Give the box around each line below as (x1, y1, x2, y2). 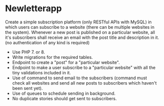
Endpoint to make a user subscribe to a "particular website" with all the (12, 64, 156, 71)
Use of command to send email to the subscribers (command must (12, 75, 147, 81)
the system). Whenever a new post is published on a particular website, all (5, 29, 155, 35)
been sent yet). (12, 85, 43, 91)
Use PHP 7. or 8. (12, 49, 46, 55)
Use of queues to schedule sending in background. (12, 90, 116, 96)
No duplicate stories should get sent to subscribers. (12, 95, 117, 101)
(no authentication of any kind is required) (5, 39, 90, 45)
